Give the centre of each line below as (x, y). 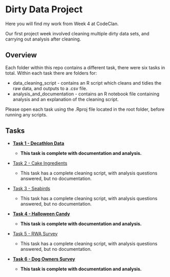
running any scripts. (26, 114)
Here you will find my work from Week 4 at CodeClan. (62, 24)
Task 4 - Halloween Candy (41, 213)
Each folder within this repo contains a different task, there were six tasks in (85, 67)
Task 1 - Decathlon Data (38, 143)
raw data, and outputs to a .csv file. (50, 88)
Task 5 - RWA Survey (35, 233)
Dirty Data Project (44, 9)
